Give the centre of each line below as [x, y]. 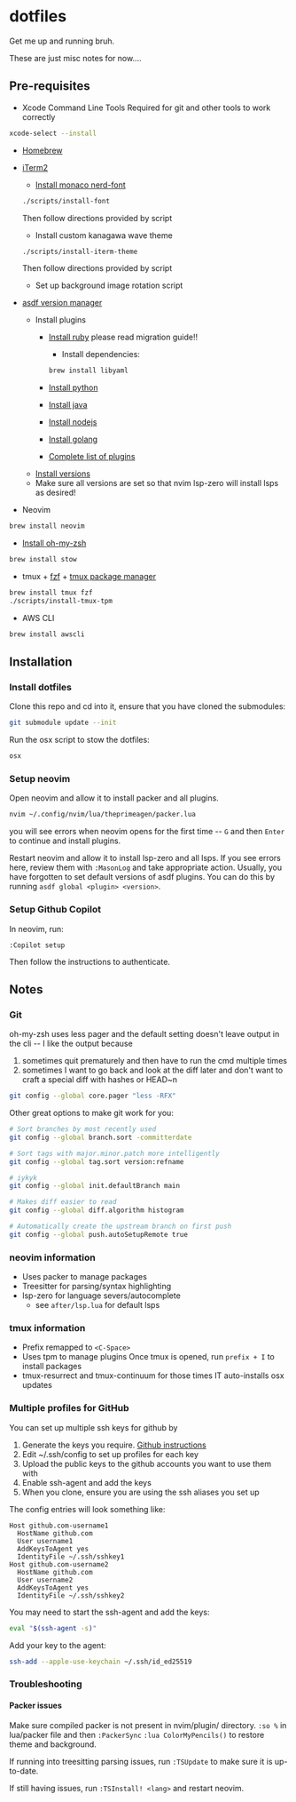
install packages [52, 1367]
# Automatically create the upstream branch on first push [121, 1227]
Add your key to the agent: [58, 1645]
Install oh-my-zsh [54, 543]
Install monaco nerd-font [80, 185]
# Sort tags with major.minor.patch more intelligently [114, 1153]
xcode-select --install [53, 133]
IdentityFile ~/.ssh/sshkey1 [71, 1557]
